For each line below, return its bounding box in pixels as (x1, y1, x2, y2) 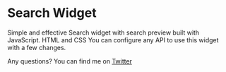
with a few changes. (7, 43, 66, 52)
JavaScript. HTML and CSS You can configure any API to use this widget (7, 35, 219, 44)
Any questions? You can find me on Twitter (7, 56, 133, 65)
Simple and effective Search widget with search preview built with (7, 28, 200, 37)
